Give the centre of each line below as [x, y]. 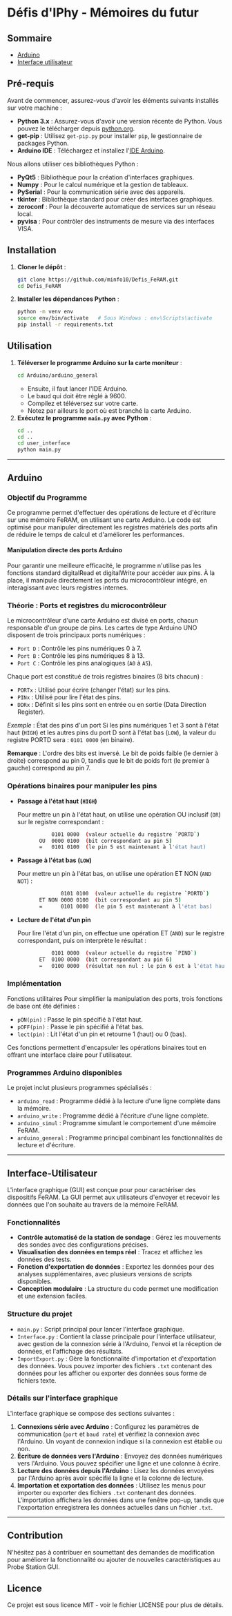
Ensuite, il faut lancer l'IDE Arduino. [77, 389]
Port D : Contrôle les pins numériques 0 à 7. [79, 649]
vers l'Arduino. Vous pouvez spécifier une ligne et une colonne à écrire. [119, 1463]
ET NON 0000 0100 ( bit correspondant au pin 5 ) [110, 900]
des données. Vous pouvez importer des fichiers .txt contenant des [115, 1365]
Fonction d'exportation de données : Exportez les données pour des [116, 1267]
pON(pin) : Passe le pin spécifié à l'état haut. [80, 1019]
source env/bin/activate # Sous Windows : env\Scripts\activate [115, 318]
